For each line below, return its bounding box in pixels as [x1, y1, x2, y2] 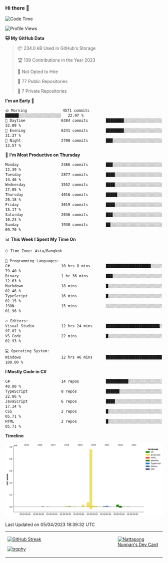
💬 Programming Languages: [5, 259, 59, 264]
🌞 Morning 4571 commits [5, 108, 90, 113]
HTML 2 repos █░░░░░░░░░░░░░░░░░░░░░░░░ [5, 419, 162, 424]
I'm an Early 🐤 [5, 98, 34, 104]
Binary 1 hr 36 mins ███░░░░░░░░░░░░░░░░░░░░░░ [5, 274, 162, 279]
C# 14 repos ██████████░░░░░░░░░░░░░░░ [5, 379, 162, 384]
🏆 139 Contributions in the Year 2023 [17, 57, 96, 63]
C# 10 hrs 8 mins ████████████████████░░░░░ [5, 264, 162, 269]
